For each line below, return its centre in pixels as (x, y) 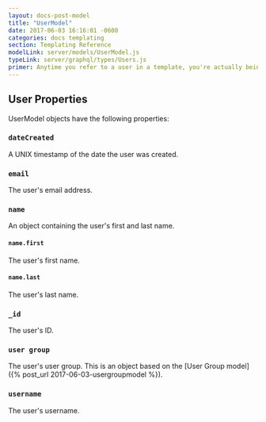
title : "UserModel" (40, 23)
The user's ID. (31, 331)
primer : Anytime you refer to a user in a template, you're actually (125, 67)
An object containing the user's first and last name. (91, 226)
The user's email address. (51, 190)
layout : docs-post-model (49, 15)
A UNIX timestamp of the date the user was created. (93, 154)
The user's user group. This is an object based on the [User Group (116, 366)
